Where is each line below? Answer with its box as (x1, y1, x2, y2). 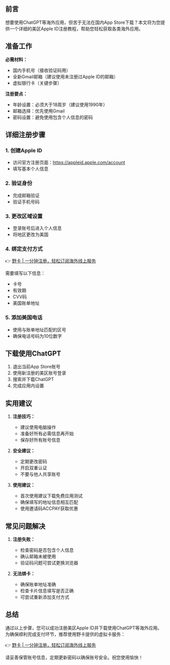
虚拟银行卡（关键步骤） (12, 80, 62, 86)
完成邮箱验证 (12, 192, 40, 198)
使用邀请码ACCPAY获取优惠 (20, 505, 79, 512)
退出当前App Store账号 (12, 364, 61, 370)
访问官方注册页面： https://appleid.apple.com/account (12, 160, 125, 166)
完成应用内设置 (12, 383, 44, 389)
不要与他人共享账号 (20, 471, 61, 478)
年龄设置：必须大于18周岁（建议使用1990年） (12, 101, 108, 108)
